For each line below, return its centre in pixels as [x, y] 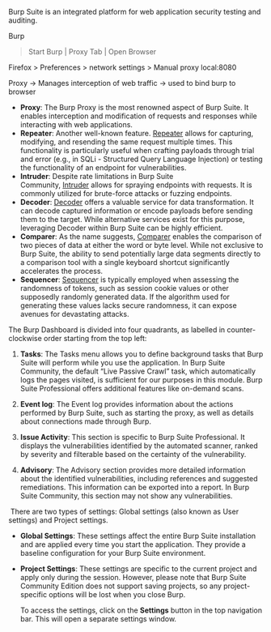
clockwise [25, 338]
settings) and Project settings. [58, 520]
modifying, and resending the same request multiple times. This [126, 142]
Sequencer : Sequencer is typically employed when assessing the [129, 280]
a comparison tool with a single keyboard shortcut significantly [125, 262]
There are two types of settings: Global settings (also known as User [125, 511]
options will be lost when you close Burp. [117, 594]
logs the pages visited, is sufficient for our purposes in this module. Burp [141, 380]
